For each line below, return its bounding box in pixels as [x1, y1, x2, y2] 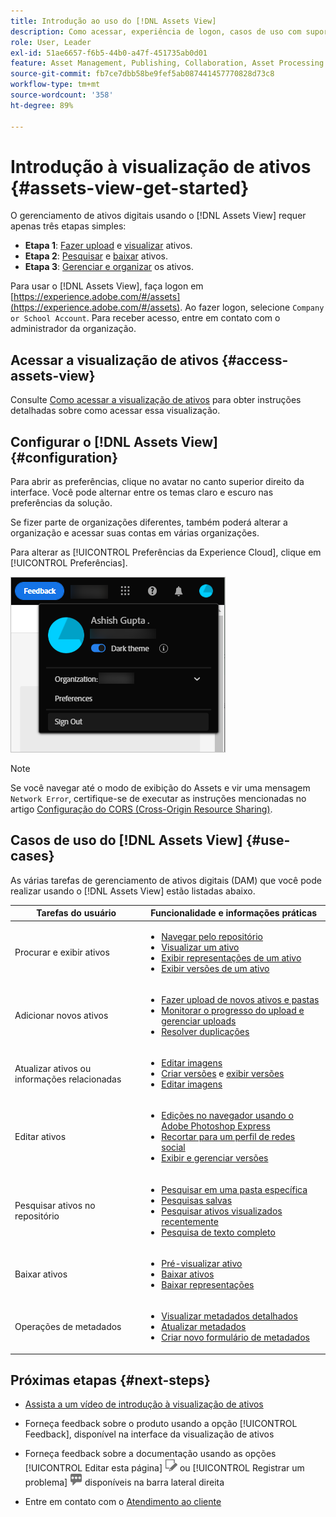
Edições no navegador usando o [161, 1110, 294, 1122]
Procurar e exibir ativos [14, 946, 110, 959]
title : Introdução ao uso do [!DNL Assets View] [10, 16, 217, 26]
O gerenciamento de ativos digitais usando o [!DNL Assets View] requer [10, 210, 307, 222]
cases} [10, 848, 55, 865]
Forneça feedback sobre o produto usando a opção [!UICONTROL [24, 1418, 298, 1430]
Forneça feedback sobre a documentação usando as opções [24, 1448, 277, 1460]
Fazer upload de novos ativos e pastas [161, 993, 320, 1005]
